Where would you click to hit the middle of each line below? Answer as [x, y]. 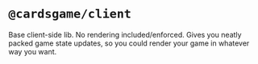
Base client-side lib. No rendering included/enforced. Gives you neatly [125, 34]
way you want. [33, 51]
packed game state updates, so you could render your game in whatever [129, 43]
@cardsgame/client [70, 14]
